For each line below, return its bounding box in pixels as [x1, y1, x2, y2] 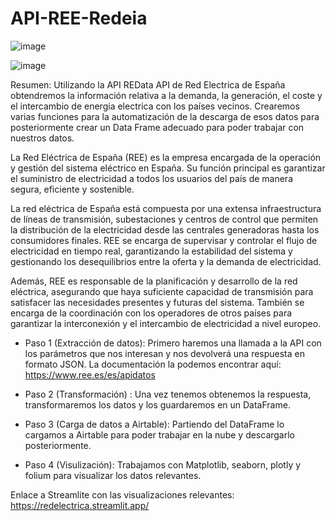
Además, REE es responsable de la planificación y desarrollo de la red [10, 275, 298, 287]
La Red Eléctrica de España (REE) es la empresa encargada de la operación [10, 151, 322, 163]
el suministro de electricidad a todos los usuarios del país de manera [10, 172, 293, 184]
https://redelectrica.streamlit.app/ [10, 499, 150, 511]
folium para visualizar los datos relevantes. [24, 469, 202, 481]
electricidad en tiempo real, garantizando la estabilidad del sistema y [10, 245, 293, 257]
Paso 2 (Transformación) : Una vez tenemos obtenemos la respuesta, [24, 388, 312, 400]
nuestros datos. [10, 132, 75, 144]
